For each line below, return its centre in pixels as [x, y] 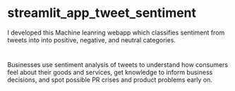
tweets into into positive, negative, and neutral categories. [92, 40]
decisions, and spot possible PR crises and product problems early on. [110, 80]
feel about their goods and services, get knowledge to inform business [110, 73]
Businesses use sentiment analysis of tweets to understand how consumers [117, 65]
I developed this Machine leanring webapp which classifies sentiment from [116, 32]
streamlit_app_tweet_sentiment [102, 13]
